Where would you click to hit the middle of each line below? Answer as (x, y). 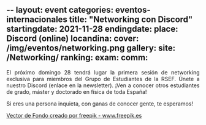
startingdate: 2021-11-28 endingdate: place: (92, 29)
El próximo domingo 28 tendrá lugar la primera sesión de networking (103, 72)
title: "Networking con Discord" (131, 20)
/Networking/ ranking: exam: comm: (77, 58)
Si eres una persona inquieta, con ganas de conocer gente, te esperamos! (100, 104)
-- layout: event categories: (60, 10)
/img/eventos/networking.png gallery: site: (91, 48)
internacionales (37, 20)
